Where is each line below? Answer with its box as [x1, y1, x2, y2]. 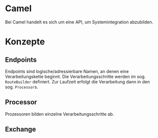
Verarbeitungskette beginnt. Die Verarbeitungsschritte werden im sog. [5, 74, 146, 79]
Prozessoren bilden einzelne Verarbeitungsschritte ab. [5, 111, 115, 117]
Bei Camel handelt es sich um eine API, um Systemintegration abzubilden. [5, 19, 154, 25]
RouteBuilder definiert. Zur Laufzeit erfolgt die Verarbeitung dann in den [5, 79, 150, 84]
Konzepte [5, 36, 45, 47]
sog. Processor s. [5, 84, 39, 90]
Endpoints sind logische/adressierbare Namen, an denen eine [5, 68, 129, 74]
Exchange [5, 125, 36, 134]
